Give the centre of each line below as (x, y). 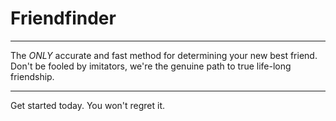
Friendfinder (63, 18)
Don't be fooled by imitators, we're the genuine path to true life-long (151, 66)
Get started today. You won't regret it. (88, 105)
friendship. (32, 76)
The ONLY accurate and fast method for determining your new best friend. (164, 55)
